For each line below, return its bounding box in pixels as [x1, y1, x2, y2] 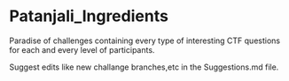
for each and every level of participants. [9, 44, 155, 55]
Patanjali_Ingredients [9, 6, 168, 26]
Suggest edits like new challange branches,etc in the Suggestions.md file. [9, 62, 279, 72]
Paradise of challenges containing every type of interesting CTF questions [9, 35, 281, 46]
